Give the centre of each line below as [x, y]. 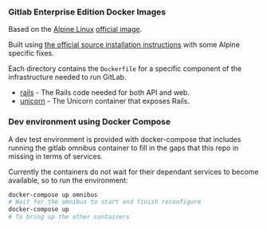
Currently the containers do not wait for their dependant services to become [133, 172]
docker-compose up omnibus [53, 195]
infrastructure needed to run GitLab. [67, 77]
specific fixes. [31, 53]
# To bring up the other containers [69, 217]
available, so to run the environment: [68, 180]
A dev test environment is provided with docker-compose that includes [125, 139]
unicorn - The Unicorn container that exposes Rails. [104, 101]
